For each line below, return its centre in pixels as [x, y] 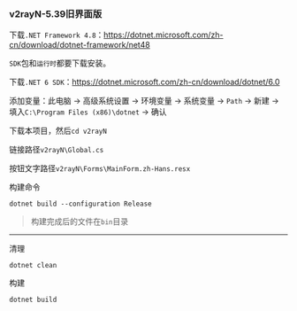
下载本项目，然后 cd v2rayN [58, 131]
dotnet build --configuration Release [80, 204]
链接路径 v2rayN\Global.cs [57, 150]
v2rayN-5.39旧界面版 [56, 13]
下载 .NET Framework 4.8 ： [57, 35]
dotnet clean [33, 266]
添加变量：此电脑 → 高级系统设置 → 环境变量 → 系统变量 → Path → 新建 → [145, 101]
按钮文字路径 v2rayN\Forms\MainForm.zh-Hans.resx [100, 168]
